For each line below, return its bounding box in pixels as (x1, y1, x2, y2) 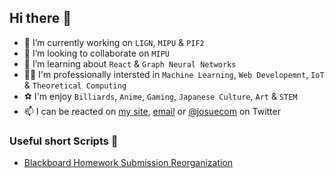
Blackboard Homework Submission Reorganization (23, 157, 234, 169)
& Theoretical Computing (23, 79, 127, 91)
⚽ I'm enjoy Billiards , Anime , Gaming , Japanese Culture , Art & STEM (23, 90, 298, 102)
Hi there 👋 (9, 10, 72, 27)
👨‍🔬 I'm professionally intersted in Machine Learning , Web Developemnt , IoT (23, 68, 325, 80)
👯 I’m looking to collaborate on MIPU (23, 47, 170, 59)
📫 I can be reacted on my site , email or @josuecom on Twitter (23, 105, 281, 117)
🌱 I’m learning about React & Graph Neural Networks (23, 57, 237, 70)
